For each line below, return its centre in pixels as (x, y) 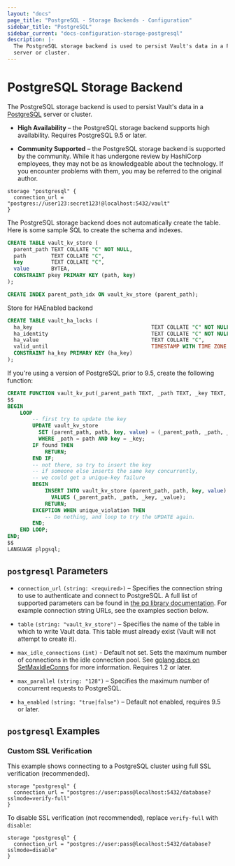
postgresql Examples (54, 731)
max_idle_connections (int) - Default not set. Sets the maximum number (122, 652)
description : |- (31, 40)
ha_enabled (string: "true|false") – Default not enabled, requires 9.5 (119, 702)
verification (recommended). (48, 774)
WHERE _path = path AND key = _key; (92, 439)
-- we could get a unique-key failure (89, 478)
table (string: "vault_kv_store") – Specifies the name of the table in (119, 624)
